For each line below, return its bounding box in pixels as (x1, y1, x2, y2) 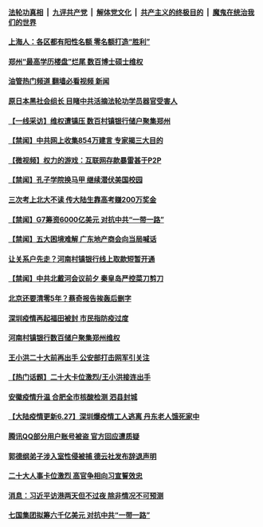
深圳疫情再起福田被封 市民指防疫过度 (8, 313, 129, 323)
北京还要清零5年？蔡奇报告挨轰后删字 (8, 293, 131, 303)
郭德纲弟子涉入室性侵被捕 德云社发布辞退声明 (8, 451, 157, 461)
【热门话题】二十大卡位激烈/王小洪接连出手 (8, 372, 151, 382)
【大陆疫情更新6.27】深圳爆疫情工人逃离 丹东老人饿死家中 (8, 411, 200, 422)
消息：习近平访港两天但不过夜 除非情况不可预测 (8, 490, 164, 500)
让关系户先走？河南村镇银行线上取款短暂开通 (8, 254, 155, 263)
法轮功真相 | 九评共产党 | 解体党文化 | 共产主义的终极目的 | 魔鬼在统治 (8, 7, 248, 17)
